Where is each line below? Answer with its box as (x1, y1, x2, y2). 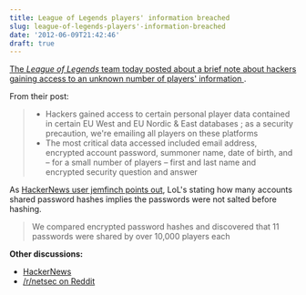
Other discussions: (9, 249, 84, 259)
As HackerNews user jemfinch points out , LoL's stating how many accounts (9, 184, 293, 196)
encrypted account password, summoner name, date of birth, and (45, 147, 293, 158)
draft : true (9, 38, 55, 48)
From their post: (9, 91, 70, 102)
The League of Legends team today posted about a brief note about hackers (9, 64, 297, 75)
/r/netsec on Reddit (22, 276, 96, 287)
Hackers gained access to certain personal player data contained (45, 108, 291, 119)
